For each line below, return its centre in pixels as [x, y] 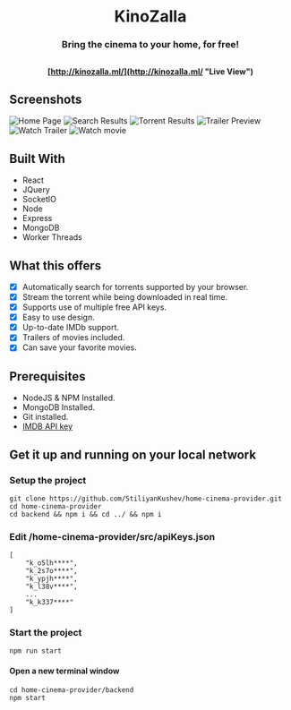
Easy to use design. [59, 317]
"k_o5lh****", [51, 563]
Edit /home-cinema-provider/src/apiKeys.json [112, 536]
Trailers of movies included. [73, 338]
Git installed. [45, 417]
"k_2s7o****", [51, 571]
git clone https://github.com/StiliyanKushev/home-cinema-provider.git [145, 499]
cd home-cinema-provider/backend [72, 690]
